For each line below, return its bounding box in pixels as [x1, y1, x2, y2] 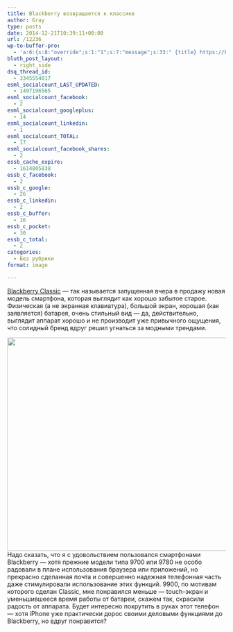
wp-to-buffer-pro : [7, 42, 60, 49]
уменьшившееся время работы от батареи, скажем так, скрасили [7, 595, 205, 603]
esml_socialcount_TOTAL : [7, 133, 79, 139]
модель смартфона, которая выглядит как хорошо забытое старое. [7, 294, 207, 302]
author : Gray [7, 17, 45, 24]
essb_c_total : [7, 236, 49, 243]
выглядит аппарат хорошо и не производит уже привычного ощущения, [7, 316, 221, 325]
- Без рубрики [13, 255, 54, 262]
